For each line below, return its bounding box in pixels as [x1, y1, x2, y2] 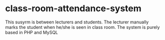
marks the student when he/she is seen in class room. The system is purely [5, 24, 160, 30]
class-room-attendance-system [5, 3, 142, 14]
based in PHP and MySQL [5, 29, 58, 35]
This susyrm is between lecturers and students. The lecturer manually [5, 19, 149, 25]
